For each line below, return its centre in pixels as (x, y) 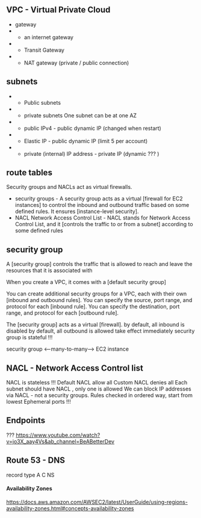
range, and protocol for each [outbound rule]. (63, 313)
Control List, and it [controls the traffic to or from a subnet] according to (104, 224)
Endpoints (26, 421)
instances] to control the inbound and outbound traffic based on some (102, 205)
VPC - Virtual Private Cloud (58, 10)
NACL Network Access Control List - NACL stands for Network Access (103, 218)
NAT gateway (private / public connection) (76, 63)
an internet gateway (49, 37)
